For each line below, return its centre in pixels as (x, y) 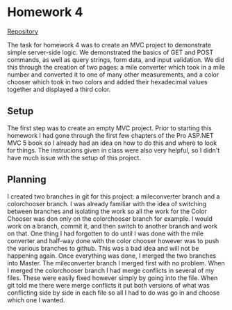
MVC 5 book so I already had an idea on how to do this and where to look (112, 143)
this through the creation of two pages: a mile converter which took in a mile (116, 67)
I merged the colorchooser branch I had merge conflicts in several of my (111, 270)
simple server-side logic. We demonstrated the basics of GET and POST (110, 52)
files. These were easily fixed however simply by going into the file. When (113, 278)
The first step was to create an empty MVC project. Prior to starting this (109, 128)
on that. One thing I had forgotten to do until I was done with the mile (105, 233)
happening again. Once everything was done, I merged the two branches (112, 256)
